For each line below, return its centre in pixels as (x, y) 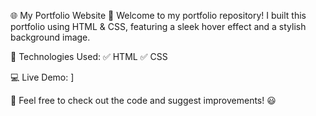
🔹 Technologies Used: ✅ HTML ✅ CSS (89, 56)
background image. (50, 37)
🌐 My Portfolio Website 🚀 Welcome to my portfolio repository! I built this (158, 15)
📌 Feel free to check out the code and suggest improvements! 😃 (143, 100)
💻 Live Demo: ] (42, 77)
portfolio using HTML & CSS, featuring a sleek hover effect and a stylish (158, 26)
